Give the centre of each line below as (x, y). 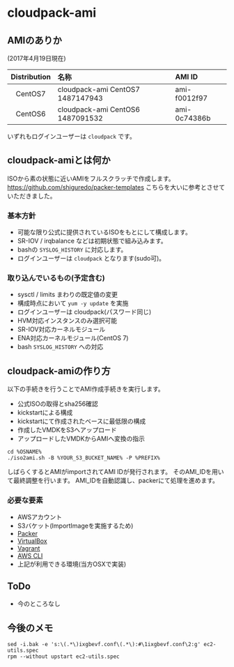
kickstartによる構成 (45, 413)
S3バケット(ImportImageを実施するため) (75, 526)
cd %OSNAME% (24, 452)
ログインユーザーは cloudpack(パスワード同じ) (84, 312)
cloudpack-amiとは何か (59, 161)
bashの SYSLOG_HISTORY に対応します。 (72, 250)
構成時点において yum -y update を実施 (73, 303)
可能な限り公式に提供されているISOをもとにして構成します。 (104, 232)
